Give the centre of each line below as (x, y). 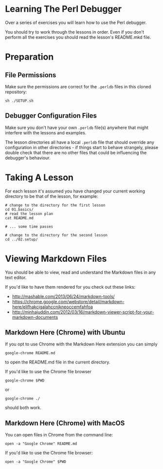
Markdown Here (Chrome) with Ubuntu (65, 332)
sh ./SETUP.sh (19, 101)
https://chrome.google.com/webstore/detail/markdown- (68, 301)
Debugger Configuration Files (51, 116)
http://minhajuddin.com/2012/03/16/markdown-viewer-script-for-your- (83, 312)
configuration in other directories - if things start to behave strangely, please (82, 147)
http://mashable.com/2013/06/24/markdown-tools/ (63, 296)
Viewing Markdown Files (56, 259)
